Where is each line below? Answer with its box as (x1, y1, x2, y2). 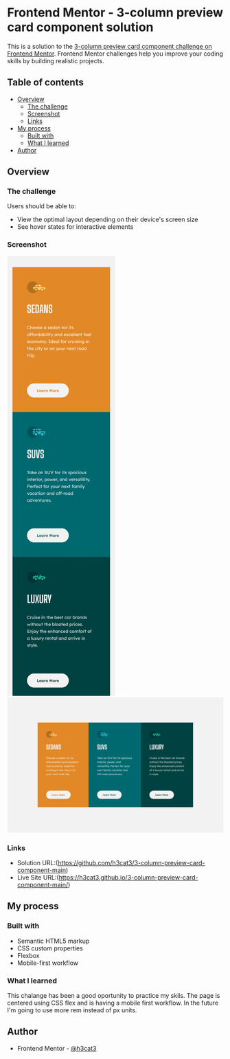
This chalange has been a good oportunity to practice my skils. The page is (7, 992, 220, 1000)
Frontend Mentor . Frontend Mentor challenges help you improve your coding (7, 49, 224, 58)
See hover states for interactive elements (16, 223, 134, 231)
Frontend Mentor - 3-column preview (7, 5, 224, 21)
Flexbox (16, 951, 40, 959)
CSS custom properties (16, 944, 84, 952)
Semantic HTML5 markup (16, 937, 90, 945)
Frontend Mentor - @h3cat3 (16, 1044, 97, 1052)
